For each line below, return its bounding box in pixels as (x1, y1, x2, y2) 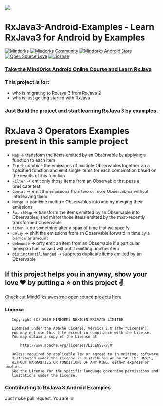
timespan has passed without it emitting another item (12, 246, 119, 252)
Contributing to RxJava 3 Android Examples (5, 384, 111, 391)
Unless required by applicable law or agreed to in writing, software (11, 352, 159, 357)
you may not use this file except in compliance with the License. (11, 330, 152, 335)
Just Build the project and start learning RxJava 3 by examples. (5, 107, 158, 114)
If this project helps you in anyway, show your (5, 270, 147, 279)
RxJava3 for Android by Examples (5, 32, 145, 43)
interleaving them (12, 193, 48, 200)
